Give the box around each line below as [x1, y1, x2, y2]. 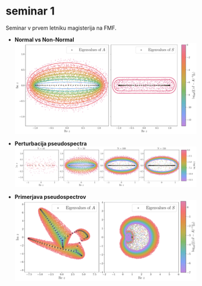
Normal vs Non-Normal [14, 36, 74, 43]
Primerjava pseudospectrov [14, 193, 86, 200]
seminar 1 [5, 4, 55, 18]
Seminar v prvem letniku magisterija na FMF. [5, 24, 117, 31]
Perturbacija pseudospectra [14, 140, 87, 148]
